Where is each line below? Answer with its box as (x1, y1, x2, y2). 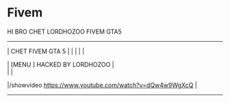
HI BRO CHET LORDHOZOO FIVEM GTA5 (7, 27, 122, 36)
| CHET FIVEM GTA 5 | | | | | (7, 47, 85, 55)
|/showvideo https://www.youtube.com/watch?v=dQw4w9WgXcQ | (7, 81, 197, 89)
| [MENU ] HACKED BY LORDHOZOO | (7, 60, 114, 68)
